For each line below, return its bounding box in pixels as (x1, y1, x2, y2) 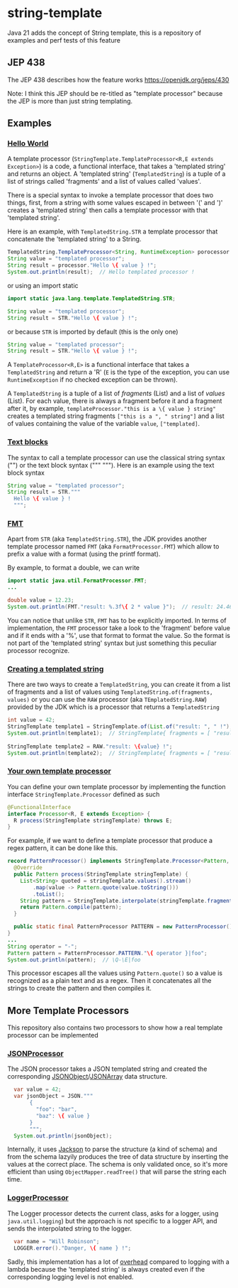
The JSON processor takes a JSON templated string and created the (7, 1064, 208, 1073)
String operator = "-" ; (7, 942, 78, 950)
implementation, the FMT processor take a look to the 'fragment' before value (7, 623, 230, 632)
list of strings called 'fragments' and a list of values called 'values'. (7, 177, 202, 186)
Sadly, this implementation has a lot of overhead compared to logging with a (7, 1257, 230, 1266)
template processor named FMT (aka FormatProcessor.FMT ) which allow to (7, 542, 220, 551)
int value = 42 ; (7, 717, 55, 724)
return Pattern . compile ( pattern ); (20, 903, 122, 911)
